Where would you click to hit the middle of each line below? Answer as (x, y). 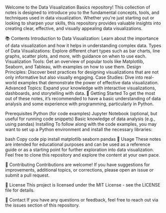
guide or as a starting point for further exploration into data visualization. (80, 150)
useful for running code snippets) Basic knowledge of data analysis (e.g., (80, 119)
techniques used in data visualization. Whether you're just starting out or (80, 18)
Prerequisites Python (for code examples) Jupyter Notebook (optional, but (81, 113)
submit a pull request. (27, 175)
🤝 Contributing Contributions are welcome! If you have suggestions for (78, 165)
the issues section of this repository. (42, 205)
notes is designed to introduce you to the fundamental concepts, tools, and (82, 12)
